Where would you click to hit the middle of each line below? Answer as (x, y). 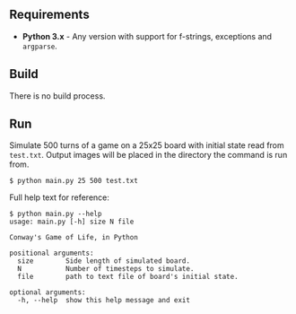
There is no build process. (57, 96)
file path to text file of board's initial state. (128, 277)
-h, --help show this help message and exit (104, 301)
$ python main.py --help (56, 214)
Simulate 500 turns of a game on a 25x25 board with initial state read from (147, 145)
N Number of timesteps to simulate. (106, 269)
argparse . (40, 46)
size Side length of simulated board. (104, 261)
